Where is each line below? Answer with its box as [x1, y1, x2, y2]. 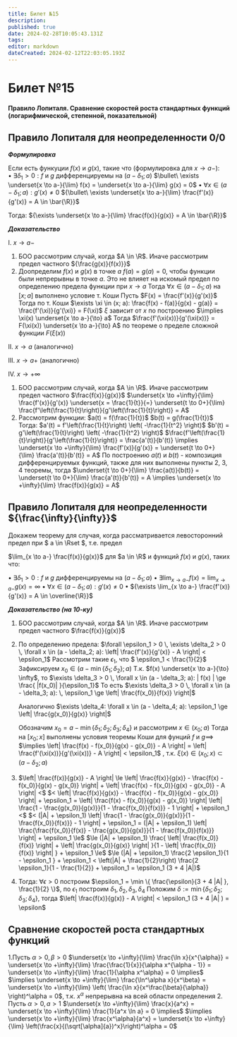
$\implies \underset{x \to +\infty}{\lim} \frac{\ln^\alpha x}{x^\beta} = [8, 976, 207, 984]
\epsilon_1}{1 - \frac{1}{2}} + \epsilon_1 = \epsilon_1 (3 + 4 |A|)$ [18, 863, 200, 872]
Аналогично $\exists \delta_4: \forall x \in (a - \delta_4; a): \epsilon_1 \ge [18, 702, 229, 710]
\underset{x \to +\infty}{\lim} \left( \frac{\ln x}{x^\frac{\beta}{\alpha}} [8, 983, 209, 992]
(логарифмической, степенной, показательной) [8, 111, 157, 120]
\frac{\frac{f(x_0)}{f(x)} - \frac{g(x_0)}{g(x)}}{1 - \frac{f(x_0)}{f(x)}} [18, 826, 214, 835]
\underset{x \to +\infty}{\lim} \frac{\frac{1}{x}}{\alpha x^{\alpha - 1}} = [8, 961, 212, 969]
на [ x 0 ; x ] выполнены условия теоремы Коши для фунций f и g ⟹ [18, 732, 214, 743]
